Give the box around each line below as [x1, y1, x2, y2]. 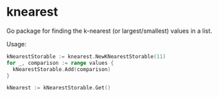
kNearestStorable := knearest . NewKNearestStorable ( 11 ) [6, 53, 166, 60]
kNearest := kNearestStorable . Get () [6, 85, 111, 92]
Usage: [6, 40, 27, 48]
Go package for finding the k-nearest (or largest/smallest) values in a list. [6, 27, 213, 35]
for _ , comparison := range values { [6, 59, 114, 66]
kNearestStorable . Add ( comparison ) [12, 66, 111, 72]
